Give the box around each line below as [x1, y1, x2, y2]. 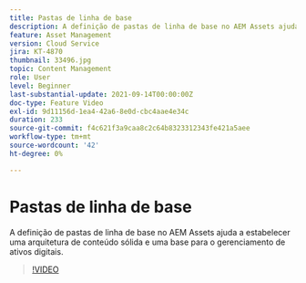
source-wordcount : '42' [9, 141, 100, 150]
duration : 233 [9, 115, 64, 124]
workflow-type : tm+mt [9, 132, 92, 141]
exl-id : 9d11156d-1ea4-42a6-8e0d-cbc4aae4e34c [9, 107, 189, 116]
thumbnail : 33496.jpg [9, 56, 92, 65]
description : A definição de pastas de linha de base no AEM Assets [9, 22, 275, 31]
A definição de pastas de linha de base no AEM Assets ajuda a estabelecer [9, 226, 291, 237]
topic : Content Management [9, 65, 112, 74]
